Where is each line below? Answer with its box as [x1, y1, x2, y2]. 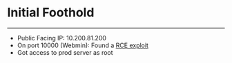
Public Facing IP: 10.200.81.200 [17, 34, 107, 42]
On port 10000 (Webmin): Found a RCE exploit [17, 41, 148, 49]
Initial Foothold [7, 5, 95, 21]
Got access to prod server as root [17, 48, 113, 56]
